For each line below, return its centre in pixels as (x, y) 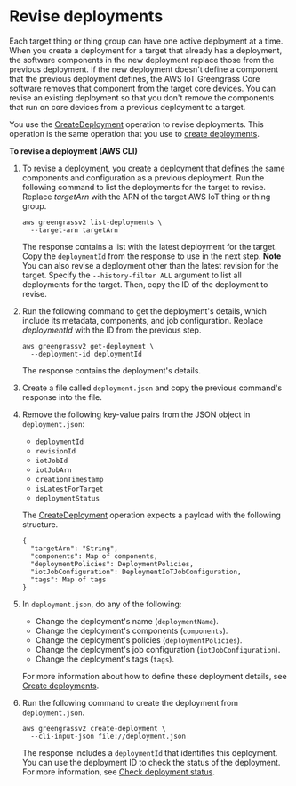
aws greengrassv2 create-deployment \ (94, 728)
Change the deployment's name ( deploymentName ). (127, 621)
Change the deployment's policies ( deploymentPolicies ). (139, 640)
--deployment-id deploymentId (86, 354)
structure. (40, 524)
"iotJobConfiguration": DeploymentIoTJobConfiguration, (136, 572)
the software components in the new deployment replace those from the (142, 60)
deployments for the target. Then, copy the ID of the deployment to (145, 284)
